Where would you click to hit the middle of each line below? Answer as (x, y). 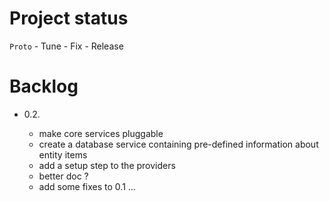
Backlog (44, 86)
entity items (63, 154)
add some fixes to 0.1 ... (87, 186)
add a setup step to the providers (107, 165)
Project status (69, 18)
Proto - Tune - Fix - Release (66, 46)
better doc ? (63, 176)
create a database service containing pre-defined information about (178, 144)
